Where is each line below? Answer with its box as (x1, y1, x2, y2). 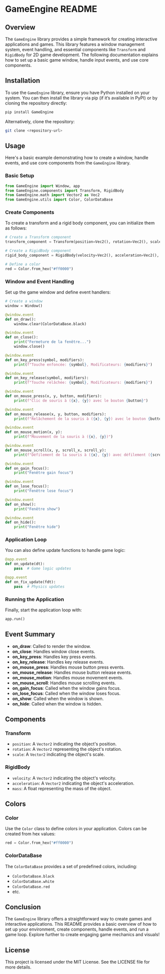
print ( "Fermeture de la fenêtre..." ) (14, 339, 91, 344)
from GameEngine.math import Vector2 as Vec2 (5, 193, 100, 198)
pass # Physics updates (14, 584, 65, 589)
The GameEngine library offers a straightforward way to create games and (5, 916, 152, 922)
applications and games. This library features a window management (5, 41, 145, 47)
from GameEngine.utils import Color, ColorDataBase (5, 197, 113, 202)
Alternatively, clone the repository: (5, 118, 75, 124)
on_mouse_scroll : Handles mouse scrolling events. (12, 680, 116, 686)
